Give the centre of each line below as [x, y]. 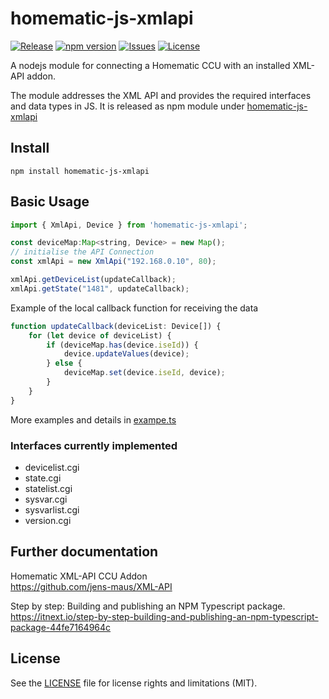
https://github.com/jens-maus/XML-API [91, 586]
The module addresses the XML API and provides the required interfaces [161, 95]
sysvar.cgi [46, 499]
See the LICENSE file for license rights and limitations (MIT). [134, 683]
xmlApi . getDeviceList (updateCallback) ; [93, 280]
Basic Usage [50, 202]
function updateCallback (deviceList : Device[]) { [116, 326]
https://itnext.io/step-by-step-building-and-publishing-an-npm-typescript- [164, 616]
